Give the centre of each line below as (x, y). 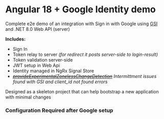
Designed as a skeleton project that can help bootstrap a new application (82, 91)
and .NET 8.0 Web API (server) (38, 29)
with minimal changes (28, 97)
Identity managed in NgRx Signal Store (53, 71)
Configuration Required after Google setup (59, 110)
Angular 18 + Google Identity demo (80, 9)
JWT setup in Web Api (36, 65)
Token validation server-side (43, 60)
